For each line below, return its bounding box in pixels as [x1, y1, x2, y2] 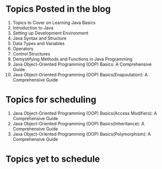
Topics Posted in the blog [5, 3, 111, 15]
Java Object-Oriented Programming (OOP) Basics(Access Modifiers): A [12, 110, 157, 116]
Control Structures [12, 50, 51, 57]
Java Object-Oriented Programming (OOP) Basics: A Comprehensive [12, 61, 152, 67]
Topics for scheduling [5, 94, 97, 105]
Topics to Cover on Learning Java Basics [12, 20, 96, 25]
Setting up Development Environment [12, 30, 89, 36]
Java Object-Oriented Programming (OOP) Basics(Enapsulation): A [12, 72, 148, 77]
